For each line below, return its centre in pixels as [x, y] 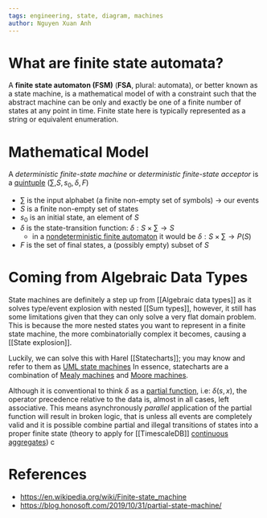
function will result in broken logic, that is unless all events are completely [130, 416]
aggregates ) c [31, 442]
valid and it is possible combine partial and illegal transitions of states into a [133, 425]
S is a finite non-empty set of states [79, 209]
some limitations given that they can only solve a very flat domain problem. [132, 317]
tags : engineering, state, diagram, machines [86, 16]
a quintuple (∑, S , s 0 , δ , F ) [49, 184]
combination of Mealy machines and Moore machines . [99, 375]
